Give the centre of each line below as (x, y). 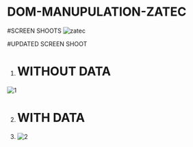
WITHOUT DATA (64, 71)
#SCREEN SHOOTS (34, 31)
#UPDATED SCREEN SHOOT (47, 44)
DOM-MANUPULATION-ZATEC (97, 12)
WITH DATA (51, 118)
